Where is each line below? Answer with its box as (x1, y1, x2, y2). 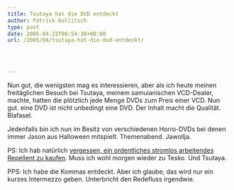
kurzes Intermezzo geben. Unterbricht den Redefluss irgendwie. (7, 175, 195, 184)
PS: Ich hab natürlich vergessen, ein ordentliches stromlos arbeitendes (7, 146, 214, 155)
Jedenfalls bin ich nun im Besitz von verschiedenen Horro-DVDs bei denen (7, 125, 226, 133)
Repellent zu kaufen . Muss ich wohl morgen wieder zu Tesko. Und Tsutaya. (7, 154, 227, 162)
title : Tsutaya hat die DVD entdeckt (7, 10, 119, 18)
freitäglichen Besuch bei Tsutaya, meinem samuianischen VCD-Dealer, (7, 89, 214, 97)
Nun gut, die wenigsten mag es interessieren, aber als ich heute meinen (7, 81, 217, 89)
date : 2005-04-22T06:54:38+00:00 (7, 30, 106, 38)
